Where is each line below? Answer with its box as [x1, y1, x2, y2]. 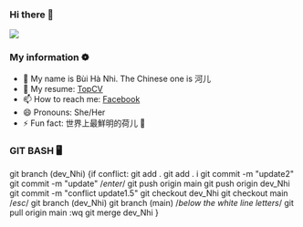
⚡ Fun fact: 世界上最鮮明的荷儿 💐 [22, 118, 146, 129]
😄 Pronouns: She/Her [22, 107, 106, 118]
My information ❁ [9, 51, 89, 64]
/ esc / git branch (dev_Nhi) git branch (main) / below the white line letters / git [9, 197, 294, 208]
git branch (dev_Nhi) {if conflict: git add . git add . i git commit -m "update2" [9, 168, 295, 179]
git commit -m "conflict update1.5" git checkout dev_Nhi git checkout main [9, 187, 289, 199]
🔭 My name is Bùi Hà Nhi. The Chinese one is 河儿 [22, 73, 212, 84]
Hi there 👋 [9, 8, 55, 21]
